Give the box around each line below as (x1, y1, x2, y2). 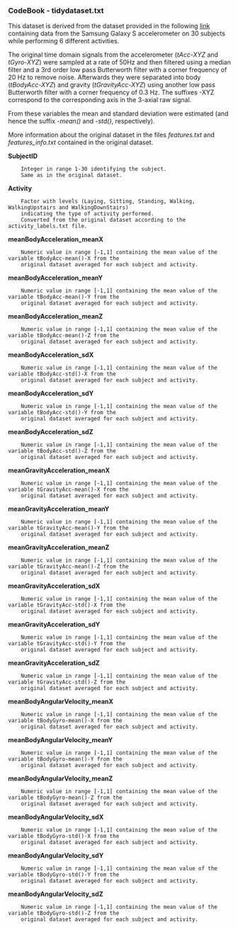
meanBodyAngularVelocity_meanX (8, 697, 114, 706)
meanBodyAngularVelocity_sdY (8, 851, 104, 860)
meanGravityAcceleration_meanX (8, 466, 110, 475)
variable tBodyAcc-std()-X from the (8, 370, 116, 378)
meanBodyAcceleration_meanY (8, 273, 103, 282)
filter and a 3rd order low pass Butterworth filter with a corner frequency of (8, 66, 227, 74)
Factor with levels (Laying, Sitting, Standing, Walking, (21, 198, 195, 205)
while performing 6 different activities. (8, 37, 120, 45)
